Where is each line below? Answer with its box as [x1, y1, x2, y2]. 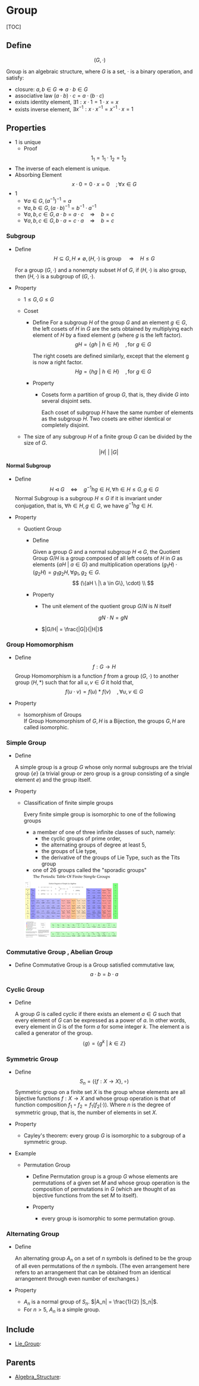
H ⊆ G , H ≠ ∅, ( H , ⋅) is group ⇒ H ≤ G [53, 255, 155, 262]
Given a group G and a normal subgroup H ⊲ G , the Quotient [32, 548, 181, 556]
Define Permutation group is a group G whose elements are [32, 1172, 178, 1180]
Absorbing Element [14, 171, 62, 178]
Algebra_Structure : [14, 1374, 61, 1381]
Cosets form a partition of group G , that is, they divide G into [41, 391, 189, 398]
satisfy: [6, 74, 24, 81]
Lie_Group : [14, 1340, 42, 1347]
